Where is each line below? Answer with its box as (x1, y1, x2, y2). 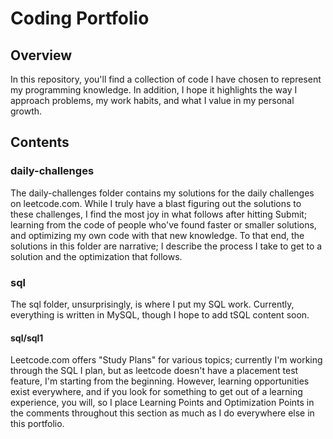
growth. (10, 105, 43, 117)
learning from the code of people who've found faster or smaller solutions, (10, 218, 317, 231)
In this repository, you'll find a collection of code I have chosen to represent (10, 73, 322, 85)
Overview (10, 47, 73, 64)
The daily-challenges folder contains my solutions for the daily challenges (10, 187, 315, 199)
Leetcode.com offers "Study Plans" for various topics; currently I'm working (10, 354, 323, 366)
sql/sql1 (10, 332, 44, 344)
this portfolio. (10, 418, 65, 430)
